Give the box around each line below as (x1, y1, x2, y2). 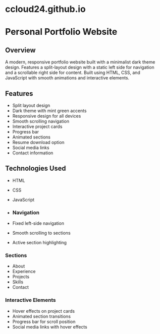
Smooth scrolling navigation (12, 118, 69, 124)
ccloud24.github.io (5, 3, 86, 15)
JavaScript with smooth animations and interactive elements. (5, 75, 130, 81)
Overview (5, 46, 36, 54)
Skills (12, 279, 24, 285)
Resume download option (12, 139, 65, 145)
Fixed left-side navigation (12, 220, 64, 226)
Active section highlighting (12, 240, 67, 246)
